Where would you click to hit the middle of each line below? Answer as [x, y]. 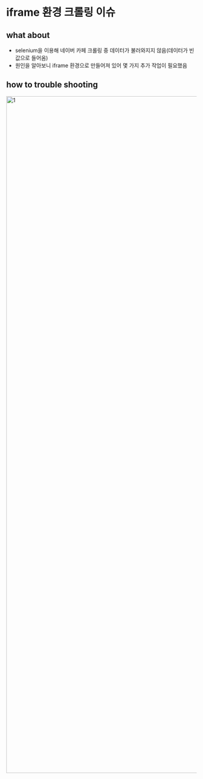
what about [28, 35]
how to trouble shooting [52, 85]
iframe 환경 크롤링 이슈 [61, 12]
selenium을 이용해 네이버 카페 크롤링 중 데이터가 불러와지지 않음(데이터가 [101, 50]
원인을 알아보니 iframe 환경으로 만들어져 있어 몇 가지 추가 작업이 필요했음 [101, 65]
